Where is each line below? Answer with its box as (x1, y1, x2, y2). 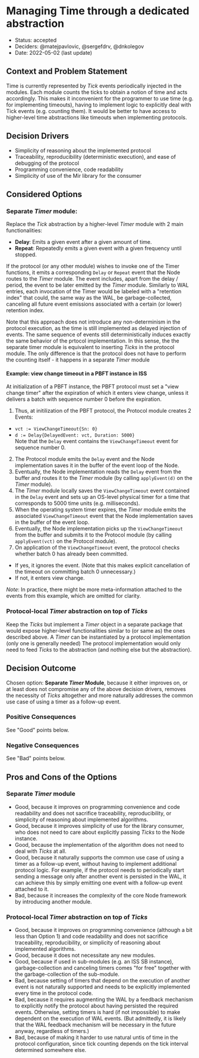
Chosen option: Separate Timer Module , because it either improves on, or (6, 679, 188, 686)
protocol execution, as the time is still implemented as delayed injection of (6, 325, 187, 332)
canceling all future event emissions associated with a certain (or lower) (6, 300, 182, 307)
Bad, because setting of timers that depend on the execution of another (14, 977, 190, 984)
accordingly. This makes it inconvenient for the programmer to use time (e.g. (6, 95, 194, 102)
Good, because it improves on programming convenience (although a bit (14, 927, 193, 934)
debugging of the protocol (14, 159, 79, 167)
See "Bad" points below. (6, 755, 65, 762)
